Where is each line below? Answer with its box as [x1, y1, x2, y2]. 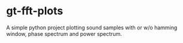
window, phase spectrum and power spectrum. [6, 30, 123, 37]
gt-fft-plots [6, 4, 63, 18]
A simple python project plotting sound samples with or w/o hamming [6, 24, 178, 31]
